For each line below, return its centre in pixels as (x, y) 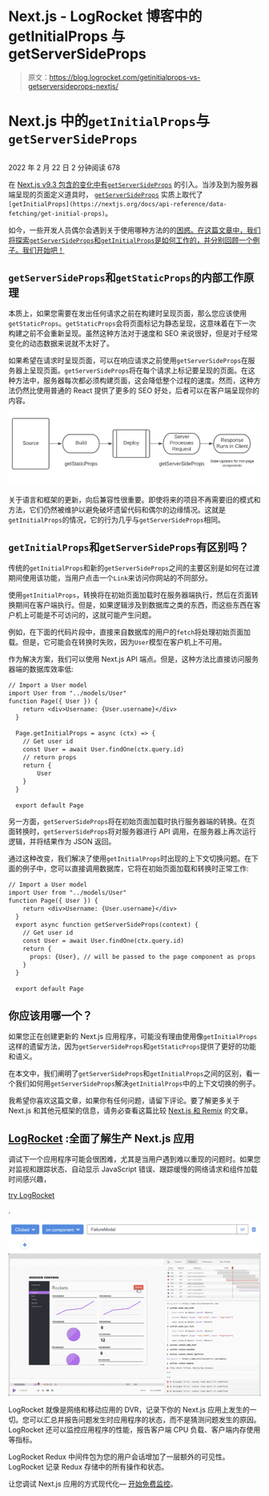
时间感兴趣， (29, 1179)
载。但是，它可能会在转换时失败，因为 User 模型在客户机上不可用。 (117, 642)
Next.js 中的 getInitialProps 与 (109, 121)
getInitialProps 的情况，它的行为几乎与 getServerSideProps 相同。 (117, 520)
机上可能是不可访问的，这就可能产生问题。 (85, 615)
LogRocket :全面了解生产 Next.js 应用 (101, 1138)
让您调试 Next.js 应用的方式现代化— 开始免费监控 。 (93, 1483)
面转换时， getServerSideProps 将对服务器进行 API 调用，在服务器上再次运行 (132, 831)
